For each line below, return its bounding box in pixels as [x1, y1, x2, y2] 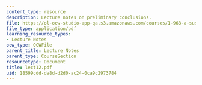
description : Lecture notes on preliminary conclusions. [6, 14, 152, 20]
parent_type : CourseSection [6, 53, 77, 59]
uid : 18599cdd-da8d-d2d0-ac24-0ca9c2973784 [6, 70, 117, 76]
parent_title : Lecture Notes [6, 48, 79, 54]
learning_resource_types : [6, 31, 71, 37]
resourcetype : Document [6, 59, 66, 65]
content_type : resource [6, 8, 66, 15]
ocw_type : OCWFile [6, 42, 52, 48]
